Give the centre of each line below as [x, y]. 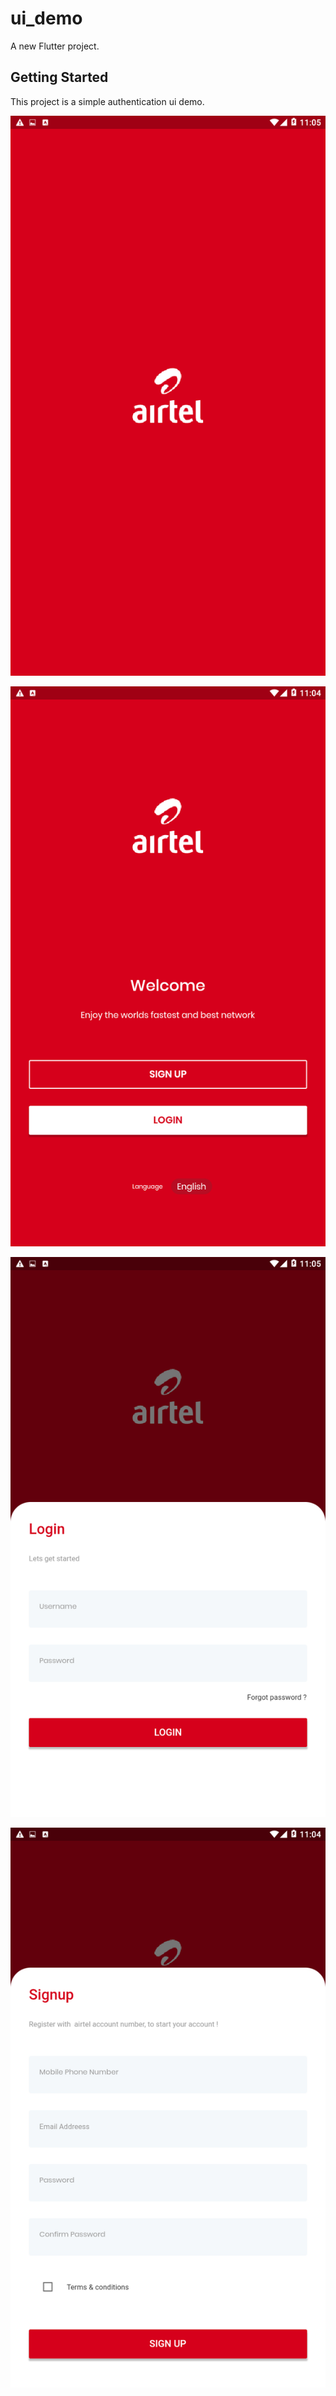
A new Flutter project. [55, 46]
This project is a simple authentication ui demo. [107, 101]
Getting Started [59, 77]
